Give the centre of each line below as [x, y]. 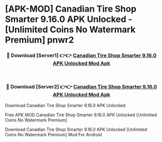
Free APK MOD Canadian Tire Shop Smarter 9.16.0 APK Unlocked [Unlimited [81, 115]
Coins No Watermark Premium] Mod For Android [53, 134]
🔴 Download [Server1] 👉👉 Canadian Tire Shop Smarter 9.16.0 [81, 55]
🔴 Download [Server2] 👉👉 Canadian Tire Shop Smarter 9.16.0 [81, 87]
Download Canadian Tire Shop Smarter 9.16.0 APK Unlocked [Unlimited [76, 129]
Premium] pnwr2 [40, 40]
